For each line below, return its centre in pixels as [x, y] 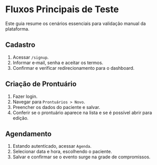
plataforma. [17, 29]
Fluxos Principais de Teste [62, 9]
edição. [21, 118]
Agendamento [29, 134]
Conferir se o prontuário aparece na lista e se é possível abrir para [82, 113]
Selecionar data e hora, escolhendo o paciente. [62, 152]
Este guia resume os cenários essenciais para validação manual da [76, 23]
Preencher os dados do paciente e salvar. [56, 107]
